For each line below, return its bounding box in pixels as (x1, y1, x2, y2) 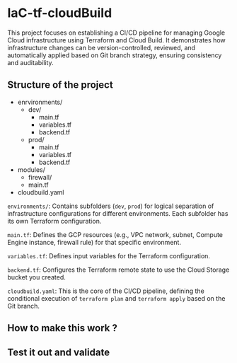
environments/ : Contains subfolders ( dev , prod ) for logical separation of (7, 202, 214, 210)
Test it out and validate (7, 346, 110, 358)
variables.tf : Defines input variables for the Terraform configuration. (7, 251, 211, 260)
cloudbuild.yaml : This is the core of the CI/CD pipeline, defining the (7, 287, 205, 295)
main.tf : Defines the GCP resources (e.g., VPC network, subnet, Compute (7, 230, 224, 238)
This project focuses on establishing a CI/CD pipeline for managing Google (7, 28, 226, 37)
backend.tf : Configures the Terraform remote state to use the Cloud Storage (7, 265, 230, 274)
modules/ (17, 165, 46, 174)
